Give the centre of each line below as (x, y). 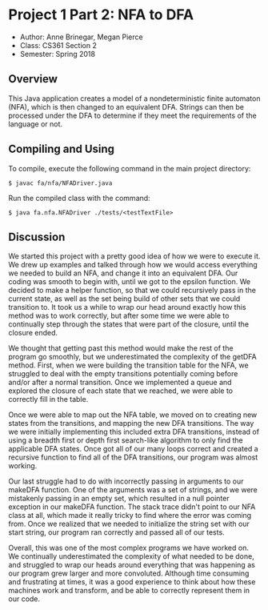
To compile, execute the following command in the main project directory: (130, 168)
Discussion (37, 237)
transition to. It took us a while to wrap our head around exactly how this (127, 307)
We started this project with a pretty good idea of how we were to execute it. (134, 256)
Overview (33, 79)
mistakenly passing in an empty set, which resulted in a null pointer (119, 499)
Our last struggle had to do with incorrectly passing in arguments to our (126, 481)
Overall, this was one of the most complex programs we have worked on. (129, 548)
